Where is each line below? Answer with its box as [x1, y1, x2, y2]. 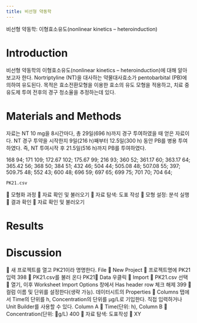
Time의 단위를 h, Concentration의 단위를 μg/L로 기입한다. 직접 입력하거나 [12, 295, 182, 302]
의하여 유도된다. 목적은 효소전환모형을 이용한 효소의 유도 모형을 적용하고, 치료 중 [6, 81, 190, 88]
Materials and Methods [6, 109, 122, 123]
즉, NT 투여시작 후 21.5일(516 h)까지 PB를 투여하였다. [23, 144, 146, 152]
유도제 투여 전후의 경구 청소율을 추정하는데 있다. [6, 89, 116, 96]
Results [6, 219, 44, 233]
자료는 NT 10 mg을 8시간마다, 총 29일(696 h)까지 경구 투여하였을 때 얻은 [6, 130, 175, 137]
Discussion [6, 246, 62, 259]
